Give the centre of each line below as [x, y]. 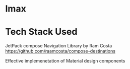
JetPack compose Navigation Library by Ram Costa [59, 46]
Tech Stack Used [41, 32]
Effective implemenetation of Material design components [65, 61]
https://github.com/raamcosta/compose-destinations [60, 51]
